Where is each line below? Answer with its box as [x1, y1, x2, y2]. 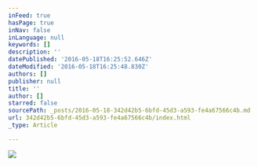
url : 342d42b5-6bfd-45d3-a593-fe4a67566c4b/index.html [8, 114, 191, 122]
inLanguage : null [8, 33, 65, 42]
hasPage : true [8, 19, 55, 27]
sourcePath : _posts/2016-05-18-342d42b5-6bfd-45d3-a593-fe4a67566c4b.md [8, 107, 251, 115]
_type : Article [8, 121, 58, 129]
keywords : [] [8, 41, 51, 49]
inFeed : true [8, 11, 51, 20]
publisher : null [8, 77, 61, 85]
